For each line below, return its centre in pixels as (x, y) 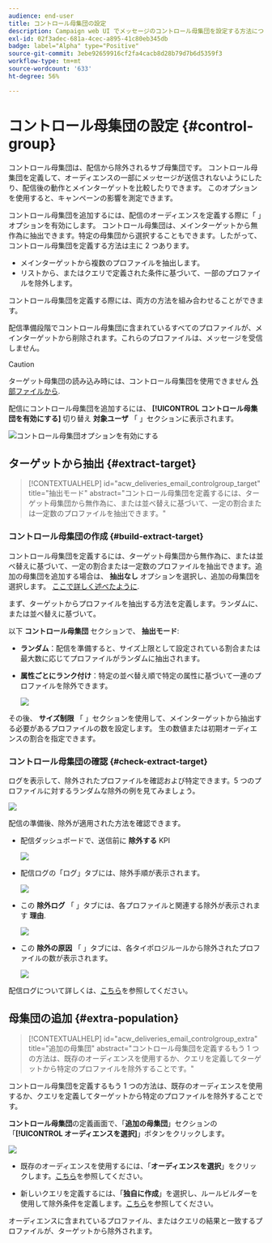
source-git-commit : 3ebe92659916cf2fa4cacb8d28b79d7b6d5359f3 (115, 54)
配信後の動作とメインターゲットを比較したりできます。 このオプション (140, 187)
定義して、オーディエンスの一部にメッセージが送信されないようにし (142, 177)
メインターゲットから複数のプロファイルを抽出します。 (112, 262)
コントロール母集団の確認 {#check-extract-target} (108, 761)
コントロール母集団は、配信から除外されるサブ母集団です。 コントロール (130, 167)
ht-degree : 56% (34, 76)
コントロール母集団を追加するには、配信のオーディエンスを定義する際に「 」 (135, 215)
